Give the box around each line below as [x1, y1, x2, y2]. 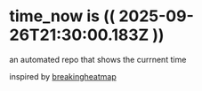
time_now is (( [9, 6, 116, 27]
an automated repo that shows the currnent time [9, 54, 187, 64]
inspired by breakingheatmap [9, 71, 117, 81]
